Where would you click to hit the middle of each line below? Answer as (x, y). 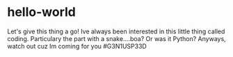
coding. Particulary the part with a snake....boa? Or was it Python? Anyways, (116, 38)
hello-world (42, 12)
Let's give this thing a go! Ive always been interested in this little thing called (116, 31)
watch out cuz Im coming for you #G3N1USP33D (77, 46)
